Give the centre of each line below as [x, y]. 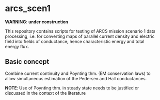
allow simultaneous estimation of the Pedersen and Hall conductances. [76, 78]
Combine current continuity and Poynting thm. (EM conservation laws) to [78, 73]
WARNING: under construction [37, 22]
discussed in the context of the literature [46, 93]
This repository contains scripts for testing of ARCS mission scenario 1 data [80, 31]
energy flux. [17, 46]
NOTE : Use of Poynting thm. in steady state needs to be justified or [72, 88]
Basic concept [27, 62]
